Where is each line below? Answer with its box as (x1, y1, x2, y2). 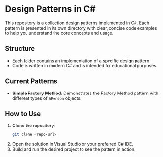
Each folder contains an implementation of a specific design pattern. (12, 58, 151, 63)
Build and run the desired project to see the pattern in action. (12, 146, 136, 152)
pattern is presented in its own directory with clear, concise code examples (5, 25, 157, 31)
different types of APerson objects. (12, 95, 82, 101)
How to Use (5, 109, 41, 118)
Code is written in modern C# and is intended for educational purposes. (12, 63, 158, 68)
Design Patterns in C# (5, 3, 96, 15)
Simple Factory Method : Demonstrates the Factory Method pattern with (12, 90, 159, 96)
